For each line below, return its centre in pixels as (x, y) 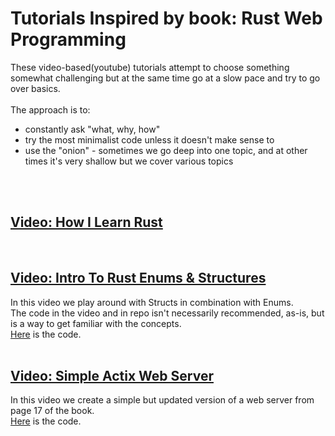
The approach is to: (50, 109)
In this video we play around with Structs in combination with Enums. (152, 302)
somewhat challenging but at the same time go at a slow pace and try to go (165, 78)
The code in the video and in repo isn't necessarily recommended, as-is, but (167, 313)
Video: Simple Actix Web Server (112, 375)
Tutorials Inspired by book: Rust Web (166, 18)
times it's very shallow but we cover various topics (129, 161)
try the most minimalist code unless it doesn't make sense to (149, 139)
